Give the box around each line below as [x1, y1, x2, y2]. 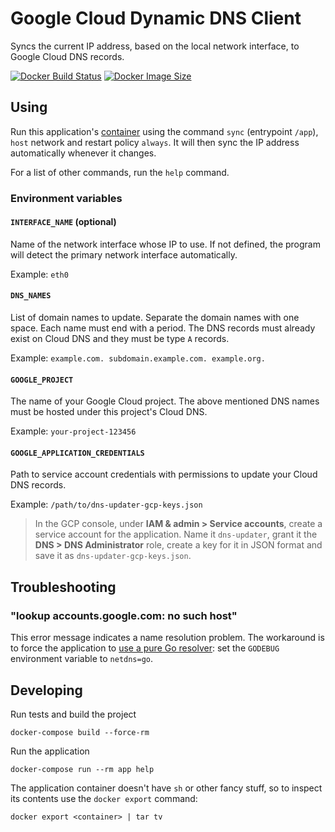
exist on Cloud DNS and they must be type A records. [10, 333, 230, 345]
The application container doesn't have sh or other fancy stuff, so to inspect [10, 782, 323, 794]
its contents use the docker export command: [10, 792, 198, 804]
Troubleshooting [10, 578, 117, 596]
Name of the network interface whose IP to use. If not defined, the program [10, 238, 321, 250]
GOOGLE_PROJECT [10, 375, 74, 385]
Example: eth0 [10, 268, 69, 280]
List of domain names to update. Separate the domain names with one [10, 312, 300, 324]
